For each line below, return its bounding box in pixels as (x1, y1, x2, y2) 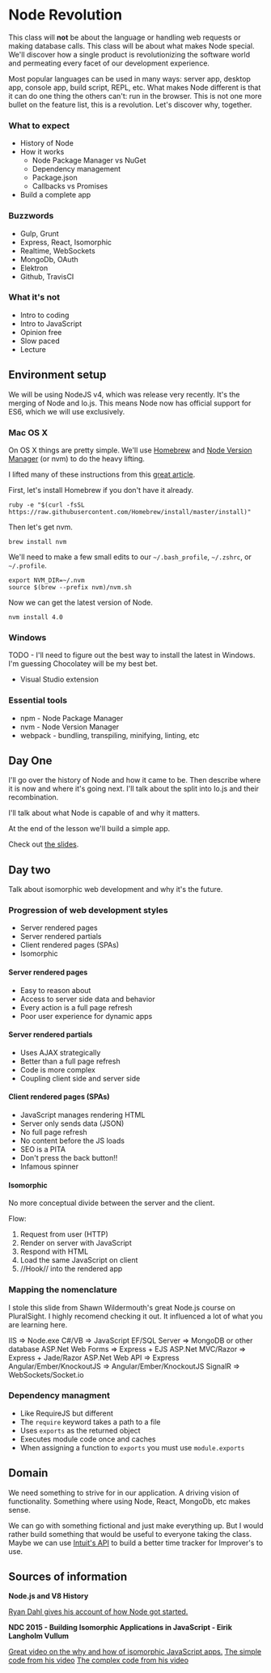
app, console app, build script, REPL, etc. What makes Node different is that (8, 83, 261, 92)
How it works (19, 147, 65, 157)
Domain (8, 1467, 49, 1480)
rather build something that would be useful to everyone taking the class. (8, 1529, 252, 1539)
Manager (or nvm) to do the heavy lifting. (8, 453, 146, 463)
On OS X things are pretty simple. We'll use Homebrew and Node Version (8, 445, 252, 455)
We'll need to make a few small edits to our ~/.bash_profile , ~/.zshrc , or (8, 552, 252, 562)
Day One (8, 754, 53, 767)
